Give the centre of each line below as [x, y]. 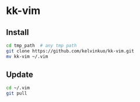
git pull [17, 94]
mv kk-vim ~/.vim [27, 57]
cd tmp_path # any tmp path [41, 45]
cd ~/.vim [18, 88]
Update [20, 75]
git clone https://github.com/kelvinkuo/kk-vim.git [70, 51]
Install [17, 32]
